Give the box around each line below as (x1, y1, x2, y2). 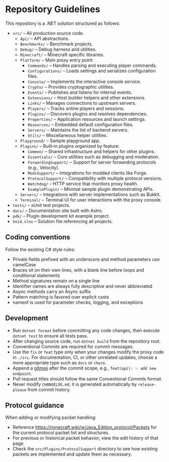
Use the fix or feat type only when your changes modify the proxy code (12, 349, 164, 355)
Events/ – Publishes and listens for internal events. (27, 89, 133, 95)
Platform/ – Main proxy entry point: (20, 57, 94, 63)
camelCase (12, 262, 36, 268)
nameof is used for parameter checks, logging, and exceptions (12, 299, 143, 305)
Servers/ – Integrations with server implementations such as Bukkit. (20, 191, 161, 197)
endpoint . (12, 370, 33, 376)
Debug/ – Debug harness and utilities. (20, 46, 97, 52)
